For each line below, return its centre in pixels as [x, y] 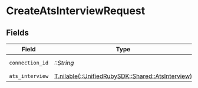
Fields [18, 33]
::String [64, 63]
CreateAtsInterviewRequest [76, 11]
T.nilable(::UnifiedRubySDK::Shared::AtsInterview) [123, 76]
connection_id [29, 63]
